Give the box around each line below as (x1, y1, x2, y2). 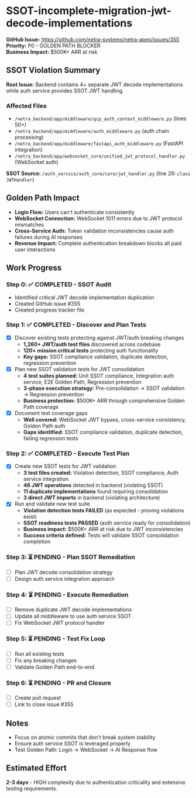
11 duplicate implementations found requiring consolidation (23, 488, 169, 495)
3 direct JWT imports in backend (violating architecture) (23, 494, 160, 501)
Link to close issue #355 (14, 701, 74, 708)
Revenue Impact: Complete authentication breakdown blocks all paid (14, 239, 182, 246)
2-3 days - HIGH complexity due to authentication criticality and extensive (6, 779, 185, 786)
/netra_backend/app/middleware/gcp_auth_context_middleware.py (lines (14, 115, 187, 122)
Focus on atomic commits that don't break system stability (14, 734, 156, 741)
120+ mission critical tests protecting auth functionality (23, 347, 159, 354)
